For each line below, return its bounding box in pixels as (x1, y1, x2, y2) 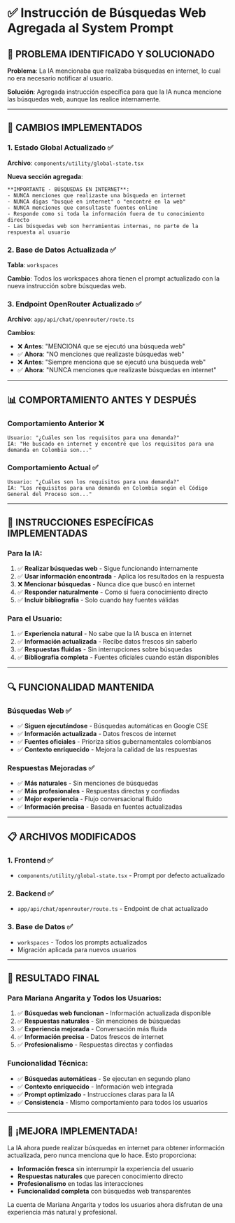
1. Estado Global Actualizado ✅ (7, 143, 114, 153)
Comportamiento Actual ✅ (7, 462, 99, 472)
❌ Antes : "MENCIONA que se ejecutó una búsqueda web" (17, 342, 186, 351)
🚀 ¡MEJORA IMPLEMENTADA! (7, 1125, 138, 1137)
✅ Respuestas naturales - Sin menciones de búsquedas (17, 1017, 181, 1026)
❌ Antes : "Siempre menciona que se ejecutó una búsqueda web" (17, 358, 206, 367)
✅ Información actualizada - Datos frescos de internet (17, 729, 176, 737)
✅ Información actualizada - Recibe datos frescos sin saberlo (17, 637, 198, 646)
